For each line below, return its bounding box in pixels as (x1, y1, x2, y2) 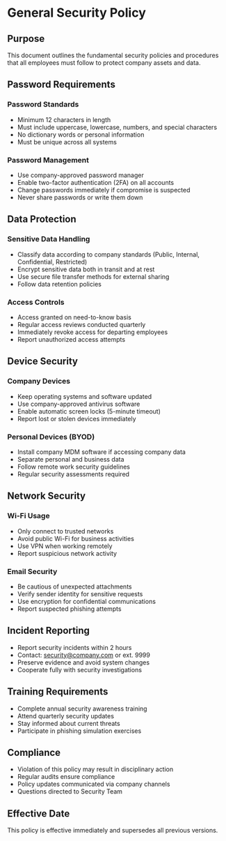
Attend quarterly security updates (17, 711, 115, 720)
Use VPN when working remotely (17, 542, 113, 550)
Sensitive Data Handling (7, 234, 90, 244)
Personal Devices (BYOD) (7, 432, 95, 441)
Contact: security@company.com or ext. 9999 (17, 651, 151, 659)
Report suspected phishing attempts (17, 605, 122, 613)
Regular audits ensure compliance (17, 773, 115, 781)
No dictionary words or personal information (17, 130, 145, 139)
